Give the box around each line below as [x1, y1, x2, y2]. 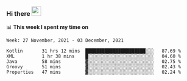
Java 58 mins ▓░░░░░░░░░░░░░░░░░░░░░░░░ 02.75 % [6, 59, 182, 65]
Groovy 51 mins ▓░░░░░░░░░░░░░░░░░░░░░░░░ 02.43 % [6, 64, 182, 70]
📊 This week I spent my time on [6, 24, 89, 31]
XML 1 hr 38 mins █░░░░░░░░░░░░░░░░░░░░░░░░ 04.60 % [6, 53, 182, 60]
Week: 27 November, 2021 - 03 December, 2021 [6, 37, 124, 44]
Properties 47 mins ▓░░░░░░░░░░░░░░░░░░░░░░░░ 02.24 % [6, 70, 182, 76]
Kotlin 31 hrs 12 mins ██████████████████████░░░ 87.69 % [6, 48, 182, 54]
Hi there [6, 9, 30, 18]
